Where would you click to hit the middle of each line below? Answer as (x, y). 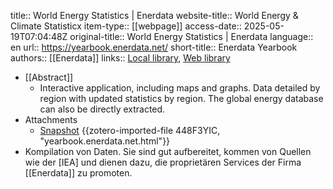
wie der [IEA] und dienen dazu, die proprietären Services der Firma (163, 162)
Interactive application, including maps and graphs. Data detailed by (180, 88)
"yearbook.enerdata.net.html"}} (105, 141)
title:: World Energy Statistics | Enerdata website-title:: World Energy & (154, 15)
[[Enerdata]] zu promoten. (78, 173)
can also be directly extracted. (102, 109)
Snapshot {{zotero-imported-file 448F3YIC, (130, 130)
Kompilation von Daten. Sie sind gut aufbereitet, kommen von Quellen (168, 151)
